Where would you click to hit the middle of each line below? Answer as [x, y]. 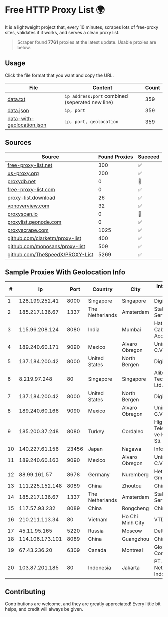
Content [103, 87]
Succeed [149, 157]
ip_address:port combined [96, 96]
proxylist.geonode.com [35, 222]
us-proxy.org [23, 173]
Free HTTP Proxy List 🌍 [55, 10]
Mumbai [132, 330]
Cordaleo [133, 432]
